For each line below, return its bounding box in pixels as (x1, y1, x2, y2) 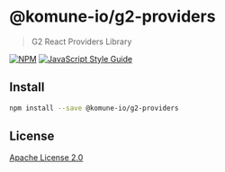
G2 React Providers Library (31, 36, 132, 47)
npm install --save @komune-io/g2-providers (9, 104, 179, 113)
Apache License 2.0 (9, 152, 84, 163)
